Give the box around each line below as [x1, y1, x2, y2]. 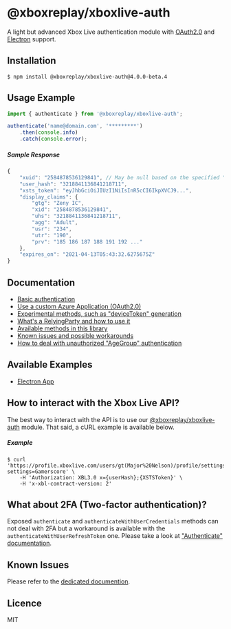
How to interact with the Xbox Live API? [7, 397, 180, 409]
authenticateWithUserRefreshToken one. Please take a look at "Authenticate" [7, 532, 223, 540]
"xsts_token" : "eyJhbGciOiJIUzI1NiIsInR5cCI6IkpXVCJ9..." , [19, 187, 192, 194]
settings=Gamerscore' [7, 468, 69, 475]
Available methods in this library [16, 324, 108, 332]
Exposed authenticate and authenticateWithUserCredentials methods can [7, 517, 219, 526]
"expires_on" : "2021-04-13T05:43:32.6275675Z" [19, 251, 155, 258]
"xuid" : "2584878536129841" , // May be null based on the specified [19, 174, 220, 181]
